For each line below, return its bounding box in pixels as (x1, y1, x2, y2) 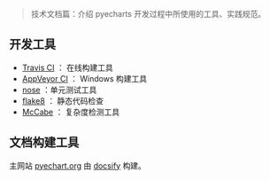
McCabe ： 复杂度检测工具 (21, 106, 120, 117)
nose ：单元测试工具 (21, 84, 97, 95)
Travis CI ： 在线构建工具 (21, 62, 113, 73)
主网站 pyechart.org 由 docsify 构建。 (9, 160, 146, 171)
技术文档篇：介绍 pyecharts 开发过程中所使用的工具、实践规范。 (30, 9, 266, 19)
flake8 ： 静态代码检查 (21, 95, 104, 106)
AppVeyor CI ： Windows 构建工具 (21, 73, 148, 83)
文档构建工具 (9, 135, 80, 150)
